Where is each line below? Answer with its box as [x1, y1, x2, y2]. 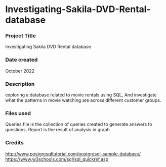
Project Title [5, 32, 36, 39]
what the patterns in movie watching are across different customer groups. [5, 97, 161, 103]
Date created [5, 57, 38, 64]
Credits [5, 139, 24, 146]
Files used [5, 110, 31, 117]
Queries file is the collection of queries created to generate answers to [5, 121, 153, 127]
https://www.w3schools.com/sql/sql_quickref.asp [5, 156, 109, 162]
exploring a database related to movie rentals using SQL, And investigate [5, 92, 157, 98]
